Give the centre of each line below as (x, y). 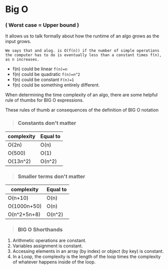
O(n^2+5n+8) (24, 214)
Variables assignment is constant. (48, 246)
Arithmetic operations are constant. (50, 241)
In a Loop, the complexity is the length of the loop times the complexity (87, 257)
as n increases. (22, 60)
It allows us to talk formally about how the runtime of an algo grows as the (82, 36)
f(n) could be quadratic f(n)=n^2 (46, 74)
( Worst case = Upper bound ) (42, 25)
